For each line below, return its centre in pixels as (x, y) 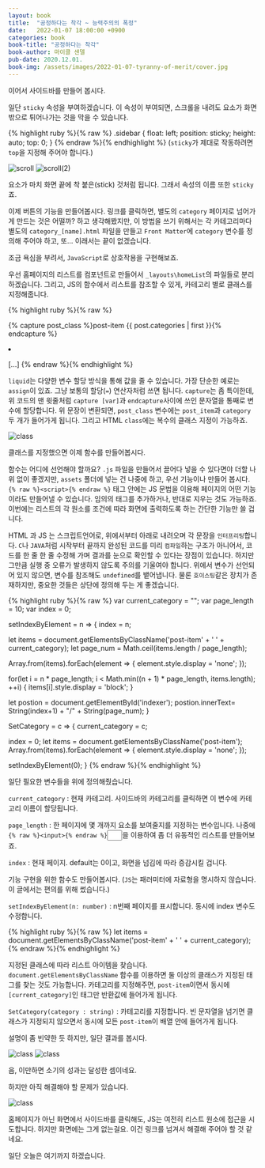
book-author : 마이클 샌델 (47, 52)
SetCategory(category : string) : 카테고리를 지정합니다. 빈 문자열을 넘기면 (127, 1011)
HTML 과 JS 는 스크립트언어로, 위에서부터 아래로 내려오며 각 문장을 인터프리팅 (127, 535)
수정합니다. (25, 916)
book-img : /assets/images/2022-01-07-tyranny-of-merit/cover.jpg (118, 67)
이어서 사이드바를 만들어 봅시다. (57, 90)
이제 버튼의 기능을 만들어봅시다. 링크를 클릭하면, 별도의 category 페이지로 (121, 211)
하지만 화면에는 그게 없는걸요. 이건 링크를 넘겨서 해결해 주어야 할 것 (141, 1128)
